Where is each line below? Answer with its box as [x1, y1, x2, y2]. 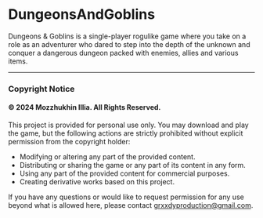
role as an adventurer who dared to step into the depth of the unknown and [8, 39, 250, 49]
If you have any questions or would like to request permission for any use [8, 192, 244, 202]
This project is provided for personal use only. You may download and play [8, 120, 249, 130]
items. [8, 56, 28, 66]
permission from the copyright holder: [8, 137, 131, 147]
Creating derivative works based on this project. [19, 177, 175, 187]
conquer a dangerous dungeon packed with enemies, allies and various [8, 48, 239, 57]
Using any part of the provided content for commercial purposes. [19, 169, 230, 178]
